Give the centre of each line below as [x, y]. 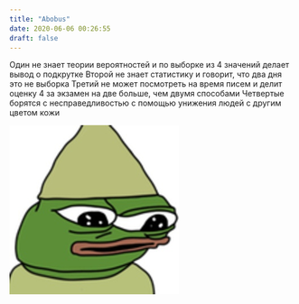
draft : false [34, 38]
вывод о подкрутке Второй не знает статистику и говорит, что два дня [146, 74]
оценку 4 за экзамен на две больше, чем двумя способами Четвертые [147, 94]
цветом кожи [35, 113]
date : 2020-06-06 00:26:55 [60, 28]
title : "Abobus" [40, 19]
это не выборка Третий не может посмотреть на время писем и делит [146, 84]
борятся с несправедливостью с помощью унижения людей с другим [145, 103]
